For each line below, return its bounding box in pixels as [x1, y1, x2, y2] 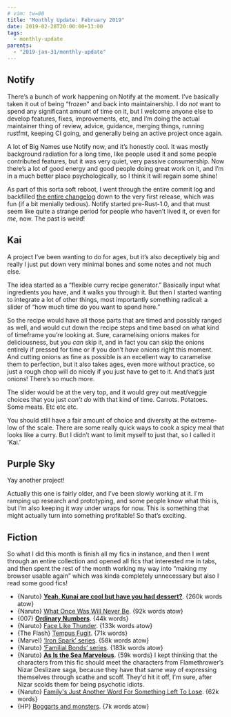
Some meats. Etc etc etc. [7, 403, 78, 411]
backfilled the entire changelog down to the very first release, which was [7, 192, 214, 201]
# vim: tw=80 [7, 10, 45, 17]
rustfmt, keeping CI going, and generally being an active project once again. [7, 129, 223, 137]
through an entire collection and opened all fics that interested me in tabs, [7, 557, 217, 565]
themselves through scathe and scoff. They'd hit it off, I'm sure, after [17, 673, 212, 681]
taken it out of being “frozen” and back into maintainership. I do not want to [7, 99, 221, 108]
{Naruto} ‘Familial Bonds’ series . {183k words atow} [17, 644, 163, 652]
